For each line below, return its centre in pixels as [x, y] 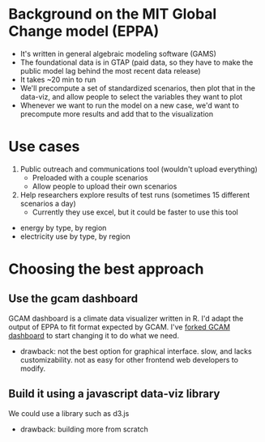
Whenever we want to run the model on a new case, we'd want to [129, 105]
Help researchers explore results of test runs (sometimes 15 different [135, 194]
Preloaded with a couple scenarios [90, 177]
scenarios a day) [48, 203]
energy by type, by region [63, 227]
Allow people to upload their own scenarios [105, 186]
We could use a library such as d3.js [69, 413]
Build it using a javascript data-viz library [114, 394]
